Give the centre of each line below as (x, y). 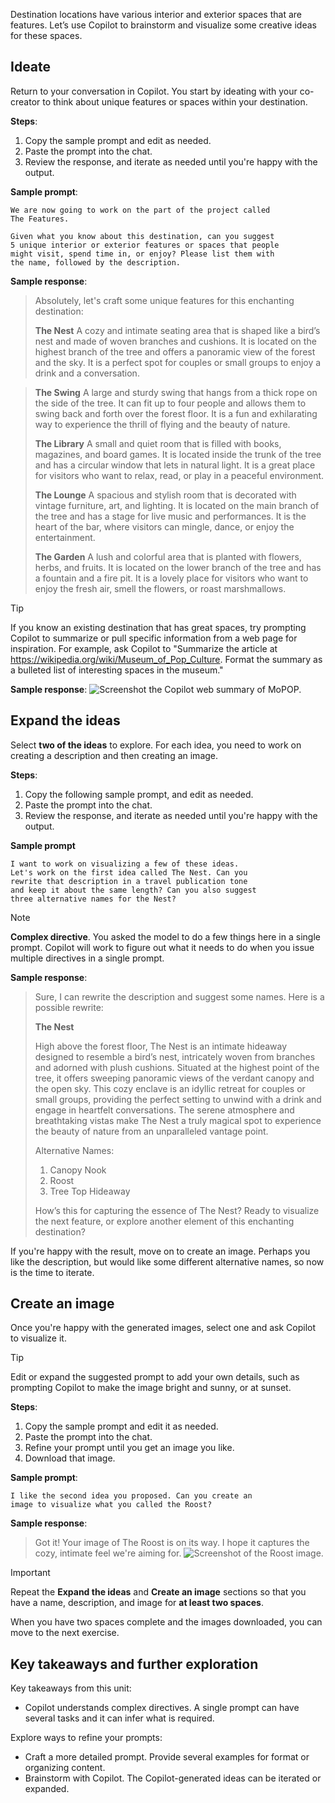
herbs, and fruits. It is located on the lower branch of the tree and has (178, 567)
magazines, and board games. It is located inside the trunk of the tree (178, 454)
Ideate (31, 67)
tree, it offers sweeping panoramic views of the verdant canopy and (174, 1078)
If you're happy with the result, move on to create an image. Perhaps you (160, 1251)
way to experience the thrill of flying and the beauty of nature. (162, 424)
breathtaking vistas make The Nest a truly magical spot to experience (178, 1120)
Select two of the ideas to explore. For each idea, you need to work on (156, 745)
